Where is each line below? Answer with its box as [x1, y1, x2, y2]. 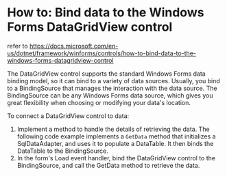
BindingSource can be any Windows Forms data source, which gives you [7, 91, 213, 100]
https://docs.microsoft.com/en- [29, 42, 119, 50]
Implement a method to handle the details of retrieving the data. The [16, 125, 211, 133]
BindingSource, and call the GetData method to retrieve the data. [16, 161, 200, 169]
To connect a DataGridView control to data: [7, 111, 130, 120]
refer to [7, 42, 29, 50]
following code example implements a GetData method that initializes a [16, 132, 216, 141]
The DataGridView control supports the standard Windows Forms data [7, 70, 206, 78]
